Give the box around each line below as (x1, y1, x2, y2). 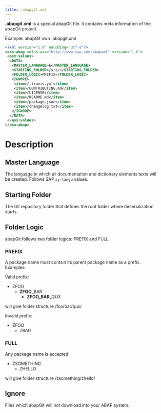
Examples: (5, 265, 26, 270)
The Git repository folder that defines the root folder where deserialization (5, 204, 154, 210)
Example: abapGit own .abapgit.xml (5, 35, 77, 41)
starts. (5, 209, 18, 215)
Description (5, 139, 54, 150)
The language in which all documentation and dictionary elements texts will (5, 171, 157, 177)
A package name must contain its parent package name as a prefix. (5, 259, 141, 265)
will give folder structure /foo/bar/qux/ (5, 303, 82, 309)
